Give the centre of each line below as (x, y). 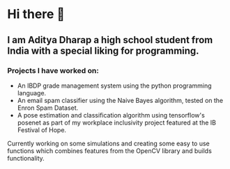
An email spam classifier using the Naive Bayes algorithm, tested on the (120, 100)
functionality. (26, 158)
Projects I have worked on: (53, 70)
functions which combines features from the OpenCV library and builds (110, 151)
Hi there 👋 (36, 14)
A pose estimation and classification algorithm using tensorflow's (111, 115)
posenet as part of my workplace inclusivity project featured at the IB (116, 122)
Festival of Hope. (42, 130)
